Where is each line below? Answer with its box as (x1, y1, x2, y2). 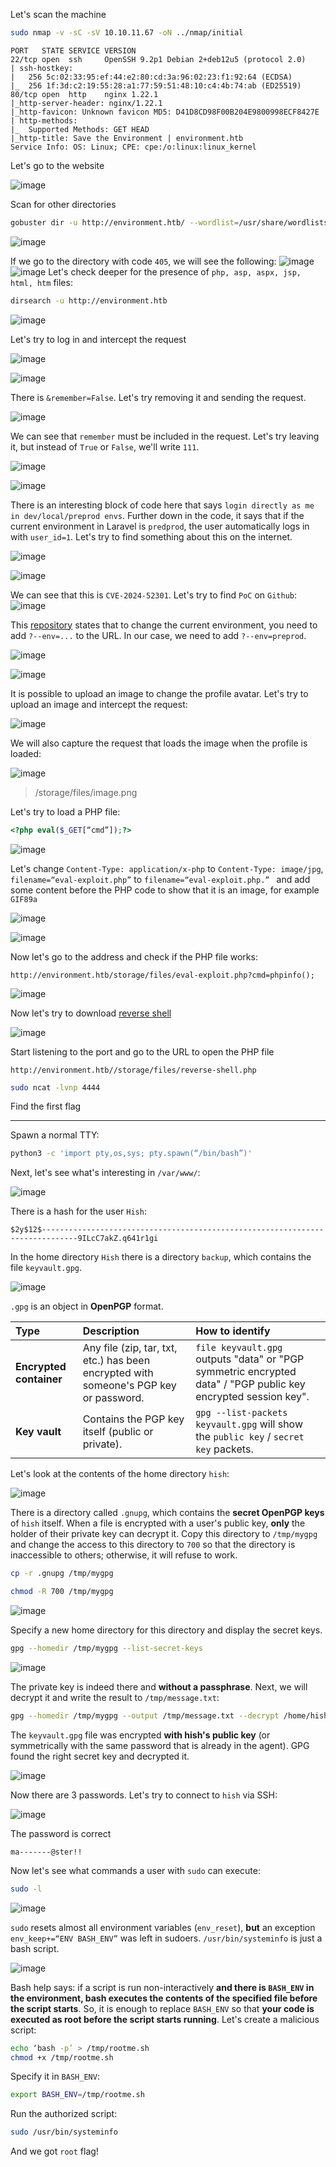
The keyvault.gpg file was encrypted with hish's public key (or (10, 1729, 271, 1741)
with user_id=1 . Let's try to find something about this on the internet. (10, 530, 293, 543)
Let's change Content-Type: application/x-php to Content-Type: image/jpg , (10, 862, 324, 874)
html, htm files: (10, 276, 73, 288)
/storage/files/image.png (34, 786, 138, 798)
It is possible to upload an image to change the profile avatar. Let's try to (10, 687, 309, 699)
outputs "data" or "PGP (195, 1352, 305, 1366)
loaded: (10, 747, 42, 759)
